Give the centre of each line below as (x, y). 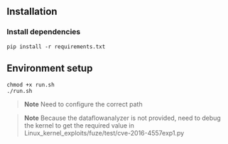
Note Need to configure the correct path (83, 104)
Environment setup (50, 68)
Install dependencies (44, 32)
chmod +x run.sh (31, 84)
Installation (32, 12)
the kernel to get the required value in (79, 125)
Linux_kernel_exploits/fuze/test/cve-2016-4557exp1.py (104, 133)
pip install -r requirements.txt (56, 46)
